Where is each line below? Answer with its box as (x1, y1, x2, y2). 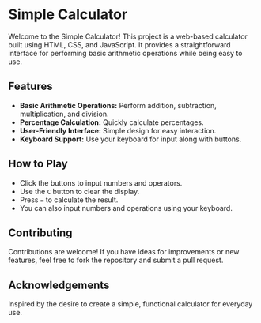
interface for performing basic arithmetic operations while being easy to (8, 48, 243, 58)
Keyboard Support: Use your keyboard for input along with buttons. (19, 134, 242, 144)
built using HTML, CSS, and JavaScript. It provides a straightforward (8, 39, 231, 49)
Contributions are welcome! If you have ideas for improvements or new (8, 247, 240, 257)
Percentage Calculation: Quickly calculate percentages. (19, 117, 204, 127)
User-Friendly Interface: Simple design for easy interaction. (19, 126, 217, 135)
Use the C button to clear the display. (19, 186, 140, 196)
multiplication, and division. (19, 109, 109, 118)
